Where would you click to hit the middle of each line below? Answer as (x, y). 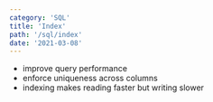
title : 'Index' (38, 26)
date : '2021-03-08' (46, 43)
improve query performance (75, 69)
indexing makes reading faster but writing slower (113, 88)
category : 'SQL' (40, 18)
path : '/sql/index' (46, 34)
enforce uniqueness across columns (90, 79)
